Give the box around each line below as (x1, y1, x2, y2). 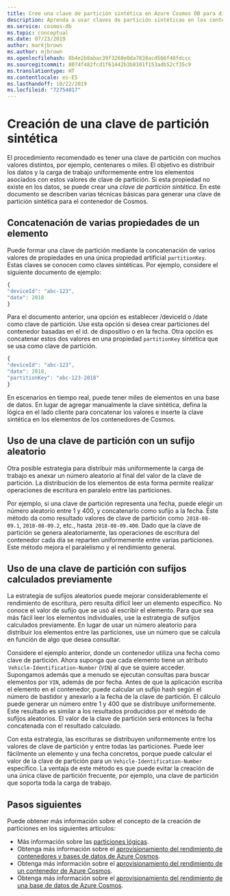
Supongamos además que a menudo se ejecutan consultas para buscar (7, 671, 210, 679)
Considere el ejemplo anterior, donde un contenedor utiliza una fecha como (7, 649, 220, 657)
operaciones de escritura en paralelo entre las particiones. (7, 485, 172, 494)
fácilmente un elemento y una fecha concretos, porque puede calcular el (7, 750, 212, 758)
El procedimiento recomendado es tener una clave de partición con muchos (7, 154, 221, 162)
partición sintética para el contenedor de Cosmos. (7, 197, 149, 206)
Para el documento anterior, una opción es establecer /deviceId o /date (7, 313, 208, 321)
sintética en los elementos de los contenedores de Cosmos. (7, 415, 176, 423)
